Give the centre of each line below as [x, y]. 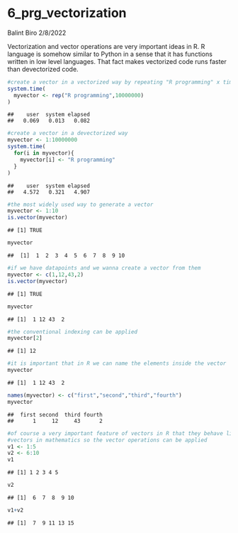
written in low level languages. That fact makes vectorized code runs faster [117, 61]
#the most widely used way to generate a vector [80, 204]
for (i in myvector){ [44, 153]
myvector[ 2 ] [25, 339]
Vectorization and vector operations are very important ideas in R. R [106, 46]
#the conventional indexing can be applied [73, 331]
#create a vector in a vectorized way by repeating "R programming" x [114, 82]
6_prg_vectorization [67, 13]
